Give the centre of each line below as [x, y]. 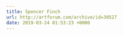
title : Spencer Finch [33, 12]
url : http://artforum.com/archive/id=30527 [62, 17]
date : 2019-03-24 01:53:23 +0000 [48, 23]
